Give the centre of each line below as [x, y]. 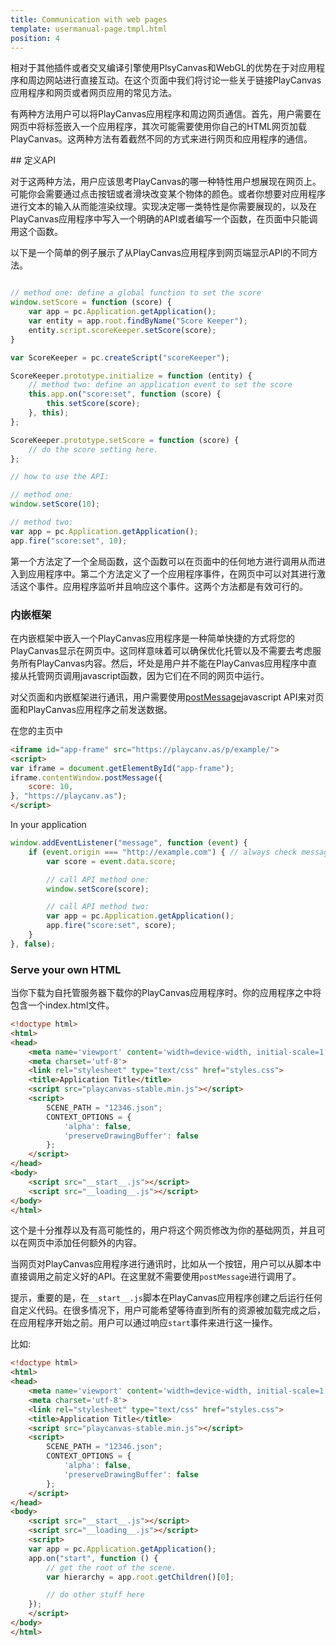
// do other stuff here [95, 1595]
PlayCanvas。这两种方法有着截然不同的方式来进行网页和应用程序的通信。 [161, 139]
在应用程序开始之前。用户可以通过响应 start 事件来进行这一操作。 [144, 1323]
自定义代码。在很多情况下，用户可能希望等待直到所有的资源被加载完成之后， [168, 1310]
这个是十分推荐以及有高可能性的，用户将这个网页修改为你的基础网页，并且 [163, 1230]
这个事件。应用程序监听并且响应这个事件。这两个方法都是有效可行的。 [163, 586]
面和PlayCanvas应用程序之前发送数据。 [91, 709]
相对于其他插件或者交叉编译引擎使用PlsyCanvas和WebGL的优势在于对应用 [163, 68]
